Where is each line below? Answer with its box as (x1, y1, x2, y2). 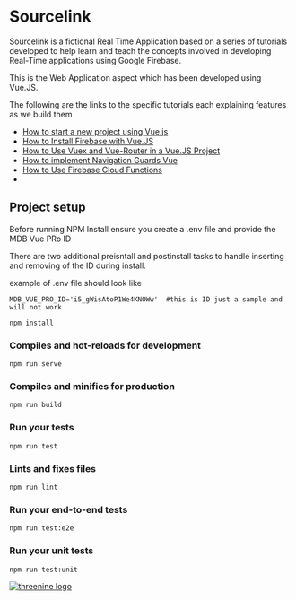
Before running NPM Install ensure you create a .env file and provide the (9, 223, 276, 234)
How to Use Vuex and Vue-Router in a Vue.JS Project (22, 145, 221, 156)
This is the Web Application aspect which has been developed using (9, 72, 262, 83)
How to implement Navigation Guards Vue (22, 154, 178, 165)
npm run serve (9, 360, 63, 369)
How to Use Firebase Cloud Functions (22, 164, 163, 175)
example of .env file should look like (9, 277, 142, 288)
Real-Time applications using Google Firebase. (9, 55, 182, 65)
